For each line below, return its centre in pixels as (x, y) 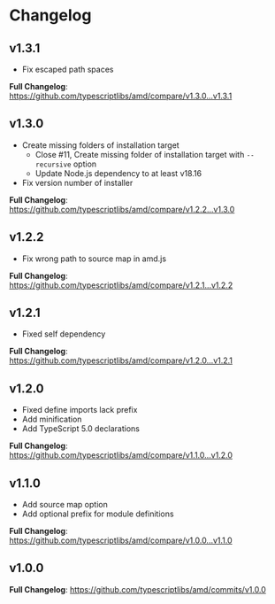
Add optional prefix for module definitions (98, 514)
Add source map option (65, 505)
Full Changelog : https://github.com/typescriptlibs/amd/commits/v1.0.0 (138, 589)
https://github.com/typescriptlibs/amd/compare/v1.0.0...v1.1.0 (121, 540)
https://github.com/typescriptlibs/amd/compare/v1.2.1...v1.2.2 (121, 285)
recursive (53, 165)
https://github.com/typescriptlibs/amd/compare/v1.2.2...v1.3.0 (122, 209)
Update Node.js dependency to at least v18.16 (118, 173)
